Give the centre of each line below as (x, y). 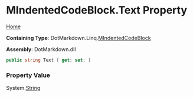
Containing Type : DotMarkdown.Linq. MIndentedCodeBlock (79, 38)
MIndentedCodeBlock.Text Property (97, 10)
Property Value (28, 75)
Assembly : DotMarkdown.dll (41, 49)
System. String (23, 88)
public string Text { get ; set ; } (49, 60)
